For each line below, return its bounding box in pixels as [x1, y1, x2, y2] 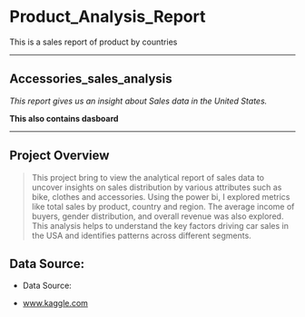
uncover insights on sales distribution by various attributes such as [31, 182, 282, 193]
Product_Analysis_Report [9, 6, 206, 27]
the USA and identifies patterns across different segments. [31, 230, 251, 241]
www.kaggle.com [22, 298, 89, 309]
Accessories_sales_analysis [9, 71, 172, 87]
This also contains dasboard [9, 113, 119, 124]
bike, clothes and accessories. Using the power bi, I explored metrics [31, 191, 290, 202]
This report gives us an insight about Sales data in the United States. [9, 95, 268, 106]
